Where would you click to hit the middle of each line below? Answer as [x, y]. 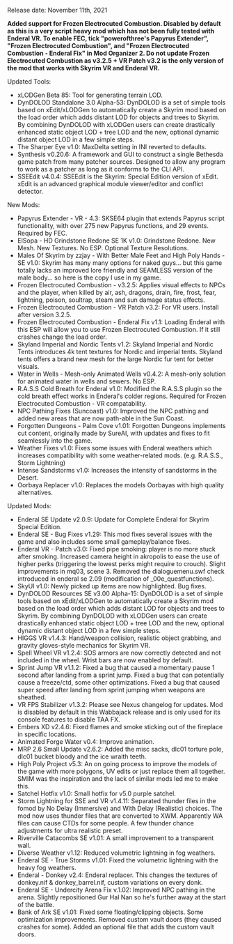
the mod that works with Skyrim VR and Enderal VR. [83, 68]
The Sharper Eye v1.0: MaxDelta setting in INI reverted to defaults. [112, 147]
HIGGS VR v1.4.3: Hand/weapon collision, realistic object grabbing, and [119, 638]
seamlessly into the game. [55, 441]
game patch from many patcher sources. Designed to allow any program [121, 162]
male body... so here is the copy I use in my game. [89, 277]
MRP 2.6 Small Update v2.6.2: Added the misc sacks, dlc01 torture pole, [120, 749]
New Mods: [24, 205]
